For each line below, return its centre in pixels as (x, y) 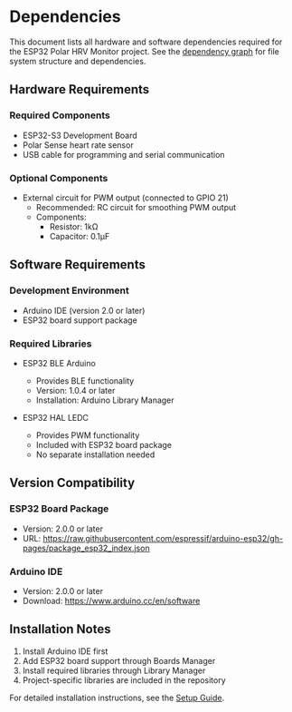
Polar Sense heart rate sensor (78, 145)
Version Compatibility (72, 483)
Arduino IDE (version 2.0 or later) (84, 310)
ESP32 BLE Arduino (59, 363)
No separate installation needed (95, 454)
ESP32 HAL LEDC (55, 417)
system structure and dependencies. (78, 61)
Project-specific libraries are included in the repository (124, 680)
